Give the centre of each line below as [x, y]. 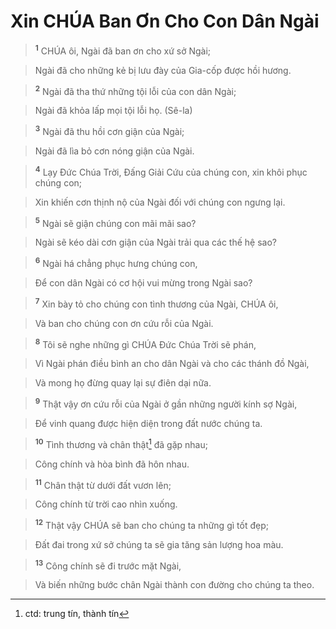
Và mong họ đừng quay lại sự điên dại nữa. [123, 383]
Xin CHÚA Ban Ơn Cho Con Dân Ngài [165, 21]
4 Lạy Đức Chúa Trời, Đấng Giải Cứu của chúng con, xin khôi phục [171, 171]
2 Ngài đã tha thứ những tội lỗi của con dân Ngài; [135, 90]
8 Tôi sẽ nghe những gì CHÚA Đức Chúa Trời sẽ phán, [145, 343]
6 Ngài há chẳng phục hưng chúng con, [116, 262]
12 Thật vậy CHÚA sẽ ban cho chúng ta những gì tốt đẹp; [151, 524]
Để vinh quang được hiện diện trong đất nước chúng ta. [148, 423]
